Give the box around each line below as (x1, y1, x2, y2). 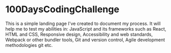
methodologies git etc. (5, 42, 53, 48)
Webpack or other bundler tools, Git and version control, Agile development (5, 37, 165, 43)
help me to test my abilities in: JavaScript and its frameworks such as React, (5, 25, 166, 32)
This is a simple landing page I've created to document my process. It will (5, 20, 161, 26)
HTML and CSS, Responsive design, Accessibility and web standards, (5, 31, 153, 37)
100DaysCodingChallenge (5, 4, 120, 15)
